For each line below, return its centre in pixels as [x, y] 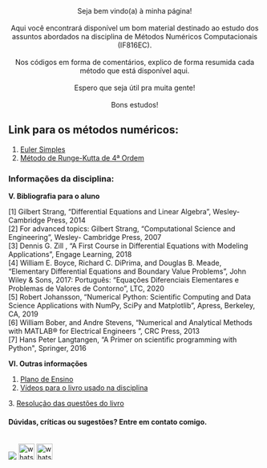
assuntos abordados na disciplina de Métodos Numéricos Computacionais [135, 37]
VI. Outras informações [48, 364]
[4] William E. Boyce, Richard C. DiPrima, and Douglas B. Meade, [115, 263]
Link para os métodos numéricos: [93, 130]
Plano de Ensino [47, 380]
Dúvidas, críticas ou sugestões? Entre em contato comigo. [107, 421]
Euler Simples [42, 149]
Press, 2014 [66, 220]
